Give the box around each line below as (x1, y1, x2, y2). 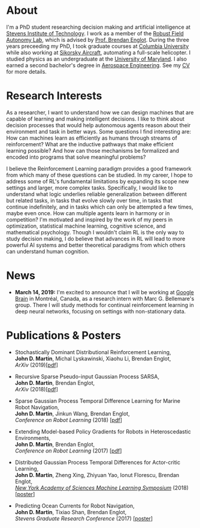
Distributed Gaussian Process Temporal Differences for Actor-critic (14, 458, 181, 466)
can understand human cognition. (6, 248, 90, 255)
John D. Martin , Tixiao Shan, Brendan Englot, (14, 508, 127, 515)
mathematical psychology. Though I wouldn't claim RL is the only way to (6, 228, 184, 236)
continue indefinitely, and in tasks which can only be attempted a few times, (6, 203, 193, 210)
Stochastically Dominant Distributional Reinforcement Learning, (14, 348, 172, 355)
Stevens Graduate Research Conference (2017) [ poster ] (14, 515, 153, 522)
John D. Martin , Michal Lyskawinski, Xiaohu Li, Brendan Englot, (14, 355, 171, 362)
